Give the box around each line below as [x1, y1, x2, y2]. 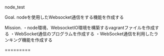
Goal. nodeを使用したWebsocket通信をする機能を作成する [4, 14, 124, 20]
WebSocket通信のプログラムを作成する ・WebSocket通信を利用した [14, 31, 155, 36]
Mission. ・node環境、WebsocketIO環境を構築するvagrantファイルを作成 [4, 25, 155, 30]
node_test [4, 4, 25, 10]
